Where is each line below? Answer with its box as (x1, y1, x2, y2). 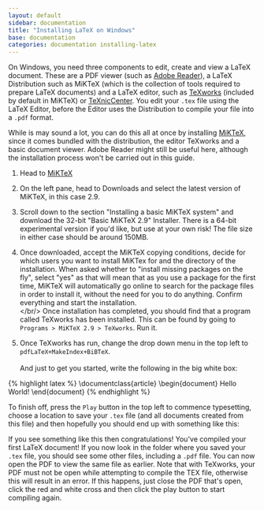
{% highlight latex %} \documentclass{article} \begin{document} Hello (8, 379, 237, 389)
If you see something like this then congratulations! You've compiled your (8, 434, 247, 444)
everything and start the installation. (19, 298, 137, 307)
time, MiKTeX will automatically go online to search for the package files (19, 281, 255, 291)
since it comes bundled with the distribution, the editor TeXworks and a (8, 136, 240, 146)
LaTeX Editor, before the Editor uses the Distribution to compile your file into (8, 104, 255, 114)
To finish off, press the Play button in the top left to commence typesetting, (8, 403, 252, 412)
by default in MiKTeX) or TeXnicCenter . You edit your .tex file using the (8, 96, 240, 106)
